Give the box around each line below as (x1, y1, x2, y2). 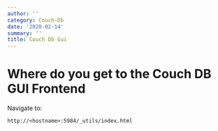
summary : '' (7, 29, 42, 37)
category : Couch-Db (7, 17, 64, 24)
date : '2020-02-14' (7, 23, 64, 30)
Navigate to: (7, 104, 43, 112)
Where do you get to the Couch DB (7, 66, 212, 82)
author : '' (7, 10, 39, 17)
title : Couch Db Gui (7, 36, 68, 43)
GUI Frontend (7, 81, 86, 97)
